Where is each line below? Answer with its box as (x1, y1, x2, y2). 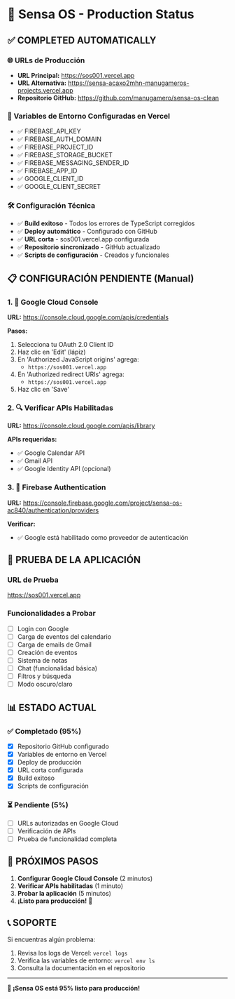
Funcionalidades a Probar (7, 609, 96, 618)
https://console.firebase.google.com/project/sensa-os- (22, 498, 183, 507)
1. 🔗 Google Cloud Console (7, 297, 99, 307)
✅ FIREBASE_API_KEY (17, 127, 82, 135)
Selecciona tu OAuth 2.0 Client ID (17, 340, 114, 349)
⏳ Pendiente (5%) (7, 800, 69, 810)
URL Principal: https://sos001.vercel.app (17, 71, 135, 79)
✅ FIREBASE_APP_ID (17, 166, 78, 175)
